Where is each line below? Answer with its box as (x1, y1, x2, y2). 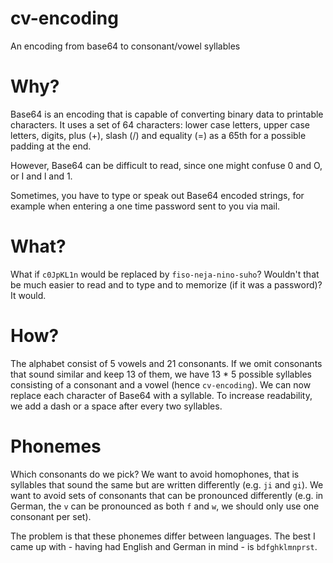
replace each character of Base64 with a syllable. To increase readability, (10, 389, 313, 401)
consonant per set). (10, 510, 92, 522)
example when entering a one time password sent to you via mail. (10, 200, 281, 212)
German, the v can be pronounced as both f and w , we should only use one (10, 500, 320, 512)
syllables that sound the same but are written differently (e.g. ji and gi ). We (10, 478, 324, 491)
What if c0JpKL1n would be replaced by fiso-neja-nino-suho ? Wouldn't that (10, 268, 320, 280)
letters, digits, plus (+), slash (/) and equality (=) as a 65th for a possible (10, 129, 307, 141)
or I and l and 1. (10, 170, 73, 182)
